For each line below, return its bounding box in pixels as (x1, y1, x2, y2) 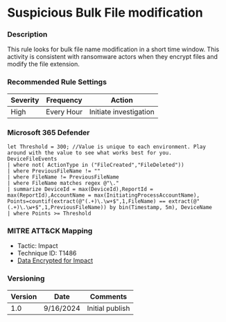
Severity (10, 95, 40, 105)
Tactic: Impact (17, 242, 58, 250)
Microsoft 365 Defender (7, 127, 90, 137)
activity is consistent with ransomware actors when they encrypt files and (7, 53, 218, 61)
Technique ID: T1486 (17, 249, 77, 258)
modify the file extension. (7, 60, 80, 69)
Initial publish (87, 303, 130, 313)
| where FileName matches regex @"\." (7, 180, 119, 187)
